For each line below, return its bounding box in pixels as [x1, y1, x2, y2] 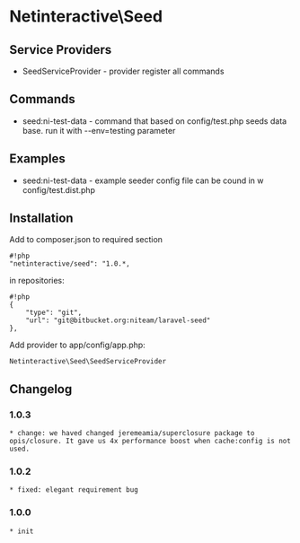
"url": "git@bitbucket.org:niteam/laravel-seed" [25, 316, 211, 325]
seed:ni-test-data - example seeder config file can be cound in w [22, 175, 264, 186]
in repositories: [9, 276, 65, 286]
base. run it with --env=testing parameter [22, 125, 176, 136]
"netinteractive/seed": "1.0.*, [9, 259, 130, 268]
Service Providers [9, 42, 112, 57]
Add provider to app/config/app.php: [9, 339, 146, 351]
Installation [9, 211, 74, 226]
